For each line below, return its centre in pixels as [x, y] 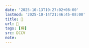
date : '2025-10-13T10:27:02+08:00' [42, 10]
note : [11, 38]
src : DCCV [15, 33]
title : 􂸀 [14, 19]
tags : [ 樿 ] [16, 28]
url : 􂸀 [12, 24]
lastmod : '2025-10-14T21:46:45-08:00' [45, 14]
